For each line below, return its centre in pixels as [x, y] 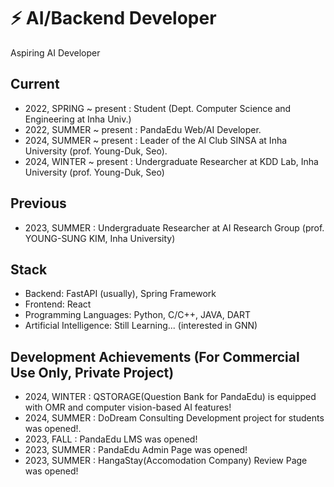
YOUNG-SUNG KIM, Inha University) [100, 238]
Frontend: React [58, 304]
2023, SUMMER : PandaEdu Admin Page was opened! [136, 450]
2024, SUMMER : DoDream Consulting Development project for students [174, 418]
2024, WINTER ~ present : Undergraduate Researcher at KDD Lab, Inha [171, 161]
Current [35, 84]
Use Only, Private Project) [92, 372]
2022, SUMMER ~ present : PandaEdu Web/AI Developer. [143, 129]
